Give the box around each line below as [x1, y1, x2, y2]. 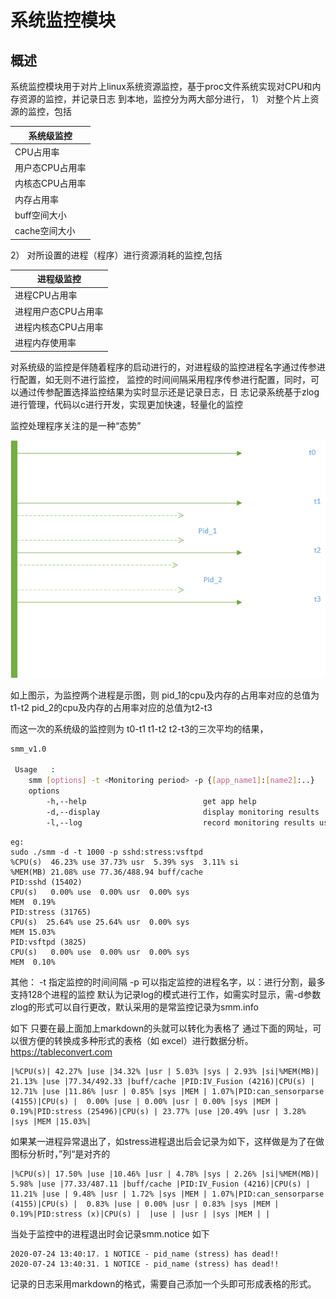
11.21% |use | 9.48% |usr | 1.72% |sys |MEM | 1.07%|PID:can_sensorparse [10, 1189, 325, 1199]
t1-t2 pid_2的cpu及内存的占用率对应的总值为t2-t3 [10, 701, 213, 713]
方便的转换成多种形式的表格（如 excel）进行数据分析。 [27, 1034, 254, 1046]
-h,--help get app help [46, 796, 257, 806]
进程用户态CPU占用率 [14, 305, 104, 317]
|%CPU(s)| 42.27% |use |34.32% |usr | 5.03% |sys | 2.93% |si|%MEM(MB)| [10, 1066, 320, 1076]
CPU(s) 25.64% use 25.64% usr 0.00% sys [10, 917, 190, 927]
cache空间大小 [14, 225, 76, 236]
